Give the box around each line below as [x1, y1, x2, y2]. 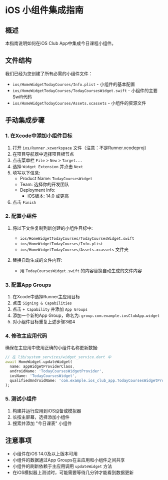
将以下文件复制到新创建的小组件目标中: [12, 225, 93, 231]
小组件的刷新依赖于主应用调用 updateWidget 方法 [12, 463, 112, 469]
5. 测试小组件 [5, 395, 37, 402]
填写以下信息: [12, 170, 40, 176]
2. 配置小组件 [5, 213, 37, 220]
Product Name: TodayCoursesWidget [19, 175, 92, 181]
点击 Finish [12, 199, 36, 205]
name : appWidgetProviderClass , [9, 364, 75, 369]
